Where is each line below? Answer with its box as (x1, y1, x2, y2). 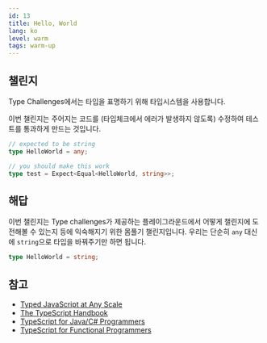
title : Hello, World (8, 19, 78, 27)
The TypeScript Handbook (19, 307, 108, 317)
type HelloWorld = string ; (8, 253, 99, 261)
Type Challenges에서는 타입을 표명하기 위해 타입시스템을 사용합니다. (8, 96, 226, 106)
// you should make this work (8, 162, 111, 170)
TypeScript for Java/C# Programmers (19, 316, 145, 326)
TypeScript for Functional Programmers (19, 324, 152, 335)
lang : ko (8, 27, 38, 35)
